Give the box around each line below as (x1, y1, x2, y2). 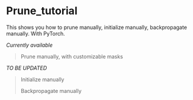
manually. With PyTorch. (6, 30, 65, 37)
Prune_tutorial (6, 4, 78, 18)
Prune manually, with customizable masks (20, 53, 123, 60)
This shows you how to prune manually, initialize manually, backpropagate (6, 24, 188, 31)
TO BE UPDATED (6, 64, 47, 72)
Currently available (6, 41, 53, 49)
